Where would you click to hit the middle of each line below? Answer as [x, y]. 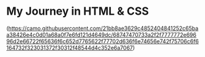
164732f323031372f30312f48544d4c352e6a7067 [70, 48]
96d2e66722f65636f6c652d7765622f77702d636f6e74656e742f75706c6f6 [102, 41]
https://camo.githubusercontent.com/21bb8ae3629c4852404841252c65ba [103, 28]
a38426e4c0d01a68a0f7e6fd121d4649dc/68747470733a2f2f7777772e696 [102, 34]
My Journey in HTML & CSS [78, 11]
